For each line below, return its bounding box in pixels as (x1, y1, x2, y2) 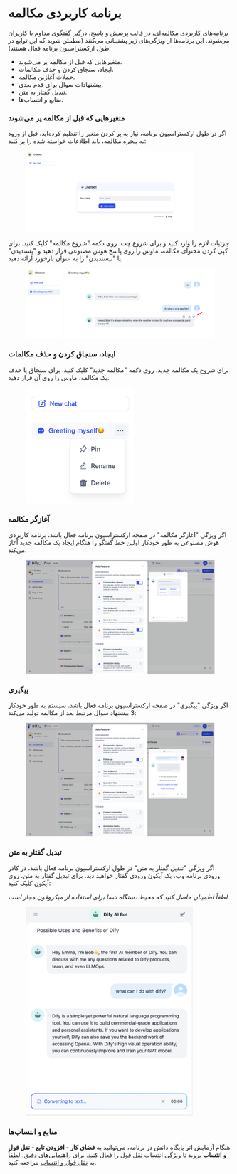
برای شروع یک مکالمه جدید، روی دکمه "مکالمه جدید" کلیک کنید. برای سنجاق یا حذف (8, 365, 230, 374)
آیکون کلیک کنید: (8, 879, 51, 887)
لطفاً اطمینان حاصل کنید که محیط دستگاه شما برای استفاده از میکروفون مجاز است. (8, 892, 230, 901)
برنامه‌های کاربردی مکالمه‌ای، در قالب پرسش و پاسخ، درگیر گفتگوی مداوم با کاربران (8, 28, 228, 37)
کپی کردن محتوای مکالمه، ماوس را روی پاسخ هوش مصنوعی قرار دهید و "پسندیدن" (8, 246, 228, 255)
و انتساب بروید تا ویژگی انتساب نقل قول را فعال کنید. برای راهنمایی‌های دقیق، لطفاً (8, 1151, 227, 1159)
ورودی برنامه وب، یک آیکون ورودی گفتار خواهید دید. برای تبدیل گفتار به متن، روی (8, 871, 221, 879)
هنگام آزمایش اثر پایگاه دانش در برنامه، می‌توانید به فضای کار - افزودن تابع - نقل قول (8, 1143, 231, 1152)
